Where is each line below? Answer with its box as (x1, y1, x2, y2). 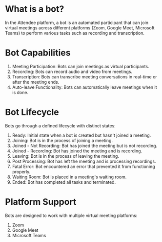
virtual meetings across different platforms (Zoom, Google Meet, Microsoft (5, 24, 155, 30)
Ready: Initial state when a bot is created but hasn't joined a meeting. (12, 132, 151, 138)
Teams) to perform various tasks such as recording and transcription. (5, 30, 145, 36)
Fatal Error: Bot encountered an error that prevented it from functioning (12, 163, 155, 169)
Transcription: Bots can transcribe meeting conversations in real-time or (12, 73, 157, 79)
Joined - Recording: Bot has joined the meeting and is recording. (12, 148, 142, 154)
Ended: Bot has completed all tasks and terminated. (12, 179, 116, 185)
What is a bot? (5, 3, 64, 15)
